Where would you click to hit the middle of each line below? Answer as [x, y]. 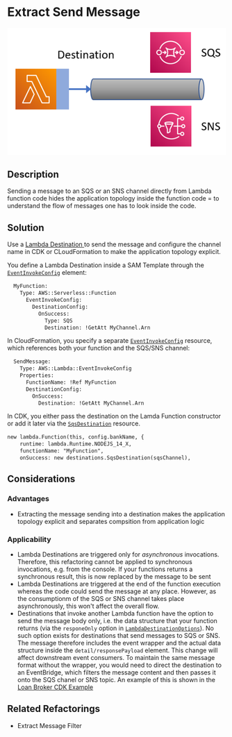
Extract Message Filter [49, 725]
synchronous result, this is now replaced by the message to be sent [114, 576]
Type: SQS [58, 321]
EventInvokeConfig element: [47, 272]
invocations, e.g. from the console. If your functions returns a [105, 569]
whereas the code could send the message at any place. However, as [117, 591]
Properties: [37, 375]
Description [33, 174]
